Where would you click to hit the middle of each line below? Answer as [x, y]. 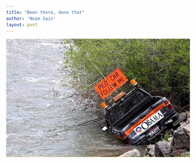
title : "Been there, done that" [45, 12]
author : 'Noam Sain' [31, 18]
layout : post [22, 25]
